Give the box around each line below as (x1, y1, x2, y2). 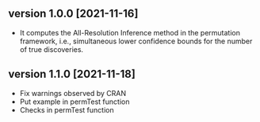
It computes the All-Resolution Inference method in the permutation (19, 28, 240, 37)
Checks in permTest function (19, 105, 114, 114)
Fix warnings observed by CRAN (19, 88, 127, 98)
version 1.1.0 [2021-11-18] (8, 68, 136, 81)
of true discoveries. (19, 44, 84, 54)
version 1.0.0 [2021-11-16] (8, 7, 139, 20)
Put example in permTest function (19, 97, 130, 106)
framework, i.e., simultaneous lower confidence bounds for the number (19, 36, 253, 46)
